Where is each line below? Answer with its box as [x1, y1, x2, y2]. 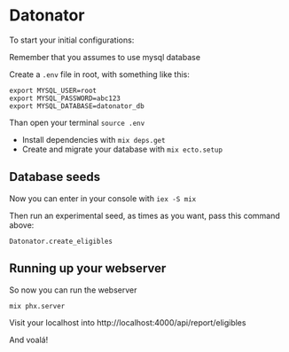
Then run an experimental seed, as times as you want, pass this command [9, 210, 281, 221]
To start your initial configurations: [9, 35, 135, 45]
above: [9, 219, 35, 231]
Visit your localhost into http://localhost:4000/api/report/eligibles [9, 317, 246, 328]
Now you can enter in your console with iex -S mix [9, 192, 197, 204]
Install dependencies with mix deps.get [21, 134, 166, 145]
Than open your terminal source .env [9, 117, 145, 128]
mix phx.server [9, 301, 66, 310]
